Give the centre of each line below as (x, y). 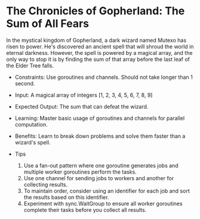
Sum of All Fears (48, 24)
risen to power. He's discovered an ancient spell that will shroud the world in (100, 47)
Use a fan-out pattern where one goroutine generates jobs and (101, 165)
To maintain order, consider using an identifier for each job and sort (107, 191)
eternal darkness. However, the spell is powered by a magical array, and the (99, 53)
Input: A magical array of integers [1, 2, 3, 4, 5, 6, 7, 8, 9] (84, 95)
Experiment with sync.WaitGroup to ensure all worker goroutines (103, 203)
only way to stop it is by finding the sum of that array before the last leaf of (98, 59)
